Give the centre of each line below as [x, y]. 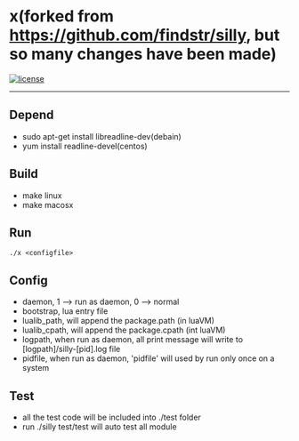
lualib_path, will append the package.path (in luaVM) [118, 321]
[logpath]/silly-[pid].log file [71, 349]
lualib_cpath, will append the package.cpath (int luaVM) [124, 330]
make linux [42, 195]
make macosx [48, 204]
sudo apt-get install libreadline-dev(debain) [102, 136]
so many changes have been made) [143, 54]
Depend [32, 115]
